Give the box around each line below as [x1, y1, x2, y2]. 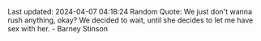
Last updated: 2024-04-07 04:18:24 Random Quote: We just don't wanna [7, 7, 253, 16]
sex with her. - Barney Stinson [7, 24, 109, 33]
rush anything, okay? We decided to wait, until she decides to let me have [7, 15, 254, 25]
